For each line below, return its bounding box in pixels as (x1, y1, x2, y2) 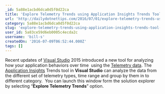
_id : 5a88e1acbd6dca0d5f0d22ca (5, 7, 69, 12)
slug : (5, 25, 16, 30)
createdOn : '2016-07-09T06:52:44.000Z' (5, 39, 87, 44)
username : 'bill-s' (5, 35, 45, 40)
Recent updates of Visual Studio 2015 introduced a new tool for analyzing (5, 57, 154, 63)
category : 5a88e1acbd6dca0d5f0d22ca (5, 21, 80, 26)
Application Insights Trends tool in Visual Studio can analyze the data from (5, 67, 157, 73)
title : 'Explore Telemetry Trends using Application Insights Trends (5, 12, 151, 17)
